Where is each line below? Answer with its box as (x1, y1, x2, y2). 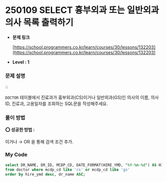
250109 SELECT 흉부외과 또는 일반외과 (5, 4, 159, 16)
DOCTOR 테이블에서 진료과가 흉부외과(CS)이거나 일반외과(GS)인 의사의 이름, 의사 (5, 95, 159, 101)
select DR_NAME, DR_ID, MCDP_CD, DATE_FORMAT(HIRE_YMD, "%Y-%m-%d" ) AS (5, 162, 157, 168)
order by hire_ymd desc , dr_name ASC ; (5, 172, 85, 177)
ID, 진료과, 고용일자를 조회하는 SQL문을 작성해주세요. (5, 101, 108, 107)
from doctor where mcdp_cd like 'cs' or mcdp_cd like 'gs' (5, 167, 130, 172)
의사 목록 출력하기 (5, 17, 74, 28)
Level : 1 (12, 59, 30, 65)
